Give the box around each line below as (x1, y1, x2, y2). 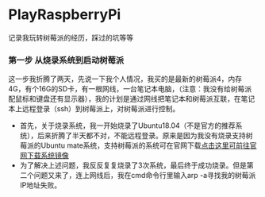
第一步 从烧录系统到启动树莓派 (8, 54, 125, 65)
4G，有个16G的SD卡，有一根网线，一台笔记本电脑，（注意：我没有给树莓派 (8, 84, 252, 94)
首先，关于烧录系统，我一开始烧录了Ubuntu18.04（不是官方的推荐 (19, 121, 236, 130)
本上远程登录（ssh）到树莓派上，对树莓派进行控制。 (8, 104, 180, 114)
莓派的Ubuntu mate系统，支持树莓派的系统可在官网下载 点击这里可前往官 (19, 141, 257, 150)
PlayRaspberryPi (8, 6, 121, 24)
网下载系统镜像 (19, 151, 69, 160)
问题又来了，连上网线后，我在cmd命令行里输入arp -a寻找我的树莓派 (33, 171, 256, 180)
